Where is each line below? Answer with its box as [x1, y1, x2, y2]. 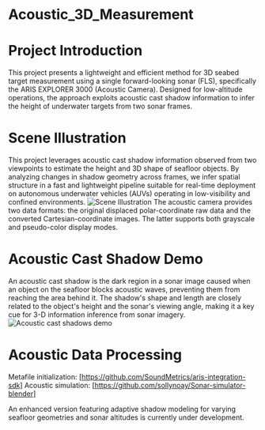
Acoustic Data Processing [8, 346, 182, 364]
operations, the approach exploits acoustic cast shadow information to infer [8, 93, 255, 103]
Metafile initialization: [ [8, 372, 82, 381]
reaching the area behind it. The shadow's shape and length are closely [8, 293, 242, 302]
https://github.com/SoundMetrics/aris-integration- [81, 372, 246, 381]
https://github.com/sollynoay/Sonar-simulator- [94, 380, 246, 390]
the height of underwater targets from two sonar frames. [8, 101, 192, 111]
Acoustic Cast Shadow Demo [8, 251, 204, 268]
